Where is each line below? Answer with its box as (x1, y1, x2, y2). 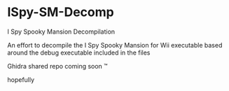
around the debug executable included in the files (7, 48, 151, 57)
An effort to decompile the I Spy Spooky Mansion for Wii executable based (7, 41, 223, 49)
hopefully (7, 75, 35, 84)
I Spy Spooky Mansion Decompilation (7, 27, 116, 36)
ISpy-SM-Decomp (7, 4, 114, 20)
